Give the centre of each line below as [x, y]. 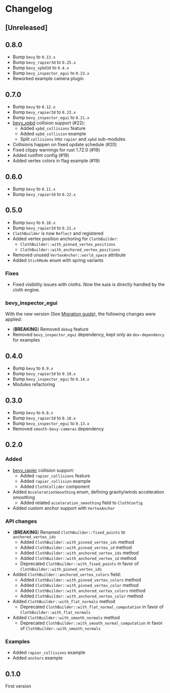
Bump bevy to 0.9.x [33, 368]
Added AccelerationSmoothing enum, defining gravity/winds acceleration [88, 492]
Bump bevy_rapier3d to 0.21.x [44, 228]
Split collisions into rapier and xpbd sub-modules [73, 139]
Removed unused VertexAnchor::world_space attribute [69, 255]
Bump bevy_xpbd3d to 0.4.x [41, 68]
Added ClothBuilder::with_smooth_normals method [66, 618]
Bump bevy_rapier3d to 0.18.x [44, 418]
